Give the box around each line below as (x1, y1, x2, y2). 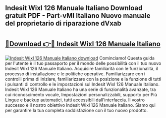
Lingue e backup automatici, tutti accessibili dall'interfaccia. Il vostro (5, 97, 145, 103)
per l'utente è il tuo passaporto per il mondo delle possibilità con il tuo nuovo (5, 60, 162, 66)
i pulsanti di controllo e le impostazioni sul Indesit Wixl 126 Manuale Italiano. (5, 81, 160, 87)
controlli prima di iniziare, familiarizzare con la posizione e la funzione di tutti (5, 76, 162, 82)
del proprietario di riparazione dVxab (5, 19, 121, 28)
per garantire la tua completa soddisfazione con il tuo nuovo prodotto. (5, 108, 148, 113)
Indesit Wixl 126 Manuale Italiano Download (5, 4, 143, 12)
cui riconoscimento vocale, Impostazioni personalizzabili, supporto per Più (5, 92, 157, 97)
